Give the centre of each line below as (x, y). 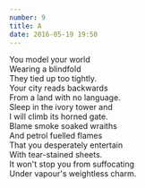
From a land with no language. (65, 98)
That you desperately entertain (66, 145)
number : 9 (28, 17)
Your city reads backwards (59, 88)
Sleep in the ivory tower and (61, 107)
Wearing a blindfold (45, 69)
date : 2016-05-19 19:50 (54, 34)
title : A (26, 26)
